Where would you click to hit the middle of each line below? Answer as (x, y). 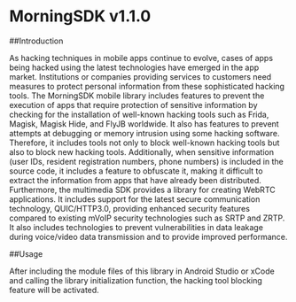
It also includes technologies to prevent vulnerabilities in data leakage (136, 227)
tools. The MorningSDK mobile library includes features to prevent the (137, 96)
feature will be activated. (54, 290)
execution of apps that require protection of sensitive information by (133, 105)
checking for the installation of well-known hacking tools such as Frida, (139, 114)
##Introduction (36, 41)
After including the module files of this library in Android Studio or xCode (142, 271)
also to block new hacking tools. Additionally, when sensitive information (142, 151)
